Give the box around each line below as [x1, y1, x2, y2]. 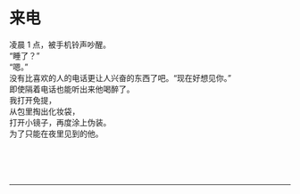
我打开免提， [9, 94, 56, 105]
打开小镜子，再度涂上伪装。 [9, 117, 112, 127]
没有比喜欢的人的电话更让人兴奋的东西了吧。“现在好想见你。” [9, 72, 232, 83]
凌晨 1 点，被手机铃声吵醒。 [9, 39, 112, 50]
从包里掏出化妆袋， [9, 106, 80, 117]
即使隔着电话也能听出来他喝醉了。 [9, 84, 135, 94]
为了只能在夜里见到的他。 [9, 128, 104, 139]
